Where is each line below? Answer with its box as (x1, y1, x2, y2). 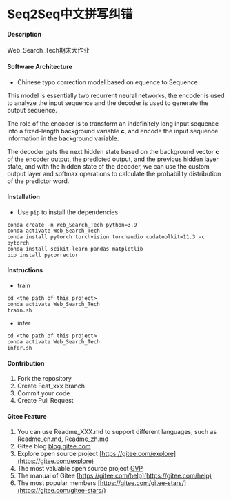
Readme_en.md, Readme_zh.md (17, 435, 109, 443)
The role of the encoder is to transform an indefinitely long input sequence (7, 119, 219, 128)
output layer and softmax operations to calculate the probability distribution (7, 169, 221, 178)
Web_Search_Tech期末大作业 (7, 46, 90, 55)
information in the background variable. (7, 134, 119, 142)
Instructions (7, 266, 43, 274)
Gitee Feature (7, 412, 47, 420)
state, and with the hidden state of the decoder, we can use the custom (7, 162, 210, 170)
